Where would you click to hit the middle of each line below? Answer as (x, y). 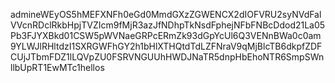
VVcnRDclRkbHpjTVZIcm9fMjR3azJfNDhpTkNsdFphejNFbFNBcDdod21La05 (168, 25)
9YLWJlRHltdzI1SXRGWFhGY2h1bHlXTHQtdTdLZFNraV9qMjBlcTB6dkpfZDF (166, 46)
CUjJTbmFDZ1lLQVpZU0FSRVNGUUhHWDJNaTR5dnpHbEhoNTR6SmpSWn (167, 57)
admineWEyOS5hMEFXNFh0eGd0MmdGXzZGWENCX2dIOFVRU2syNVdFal (166, 14)
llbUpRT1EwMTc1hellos (57, 67)
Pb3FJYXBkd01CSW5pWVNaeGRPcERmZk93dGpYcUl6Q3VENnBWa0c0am (166, 35)
